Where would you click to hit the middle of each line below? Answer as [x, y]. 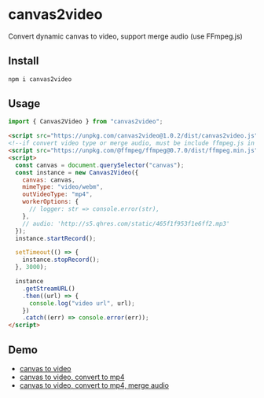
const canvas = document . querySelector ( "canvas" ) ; [100, 165]
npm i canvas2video [40, 79]
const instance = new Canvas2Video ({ [77, 172]
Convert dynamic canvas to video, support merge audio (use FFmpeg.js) [126, 36]
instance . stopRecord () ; [61, 260]
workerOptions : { [51, 202]
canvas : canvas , [49, 180]
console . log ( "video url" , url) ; [82, 303]
